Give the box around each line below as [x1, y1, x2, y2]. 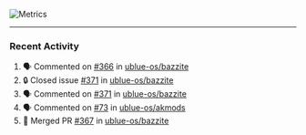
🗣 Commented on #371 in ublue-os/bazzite [22, 88, 187, 99]
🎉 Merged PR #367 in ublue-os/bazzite [22, 115, 169, 127]
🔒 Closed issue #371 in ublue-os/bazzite [22, 75, 174, 86]
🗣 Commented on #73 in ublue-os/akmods [22, 102, 187, 113]
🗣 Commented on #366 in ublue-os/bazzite [22, 61, 189, 72]
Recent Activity [9, 39, 80, 52]
